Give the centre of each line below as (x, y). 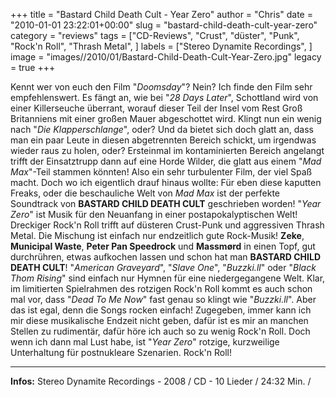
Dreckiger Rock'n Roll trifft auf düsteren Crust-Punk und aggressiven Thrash (167, 225)
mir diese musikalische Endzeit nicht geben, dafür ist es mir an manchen (159, 320)
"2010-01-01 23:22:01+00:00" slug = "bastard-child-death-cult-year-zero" (164, 25)
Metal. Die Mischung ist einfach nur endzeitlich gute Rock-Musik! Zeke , (157, 235)
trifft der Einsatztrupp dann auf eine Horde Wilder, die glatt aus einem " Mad (166, 161)
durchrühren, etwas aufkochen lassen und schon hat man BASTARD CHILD (165, 257)
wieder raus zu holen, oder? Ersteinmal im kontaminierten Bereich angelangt (167, 150)
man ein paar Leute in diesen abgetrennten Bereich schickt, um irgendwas (163, 140)
